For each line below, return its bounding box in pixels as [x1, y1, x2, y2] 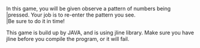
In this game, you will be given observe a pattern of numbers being [6, 5, 171, 12]
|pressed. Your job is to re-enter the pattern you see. [6, 11, 136, 18]
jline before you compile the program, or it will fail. [6, 36, 130, 42]
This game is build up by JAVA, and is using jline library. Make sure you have [6, 29, 194, 36]
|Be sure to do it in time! [6, 18, 65, 24]
